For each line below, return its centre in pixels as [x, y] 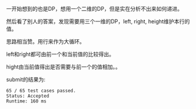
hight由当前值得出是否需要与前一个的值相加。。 [64, 67]
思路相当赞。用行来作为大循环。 [45, 41]
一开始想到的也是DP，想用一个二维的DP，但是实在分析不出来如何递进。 [95, 9]
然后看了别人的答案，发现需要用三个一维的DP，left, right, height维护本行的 [98, 21]
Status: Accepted [28, 96]
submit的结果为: [26, 80]
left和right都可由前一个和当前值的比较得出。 [60, 54]
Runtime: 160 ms [26, 101]
